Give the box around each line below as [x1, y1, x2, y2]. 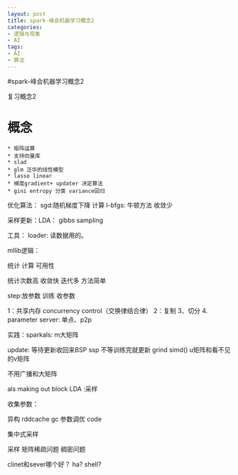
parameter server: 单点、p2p [7, 315, 92, 324]
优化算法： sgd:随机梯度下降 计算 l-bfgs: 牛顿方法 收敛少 [7, 200, 173, 209]
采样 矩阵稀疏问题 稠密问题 [7, 444, 86, 453]
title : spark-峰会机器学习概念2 [7, 17, 94, 24]
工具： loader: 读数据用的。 [7, 231, 87, 239]
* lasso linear [7, 172, 53, 180]
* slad [7, 158, 27, 165]
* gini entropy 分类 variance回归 [7, 187, 105, 195]
